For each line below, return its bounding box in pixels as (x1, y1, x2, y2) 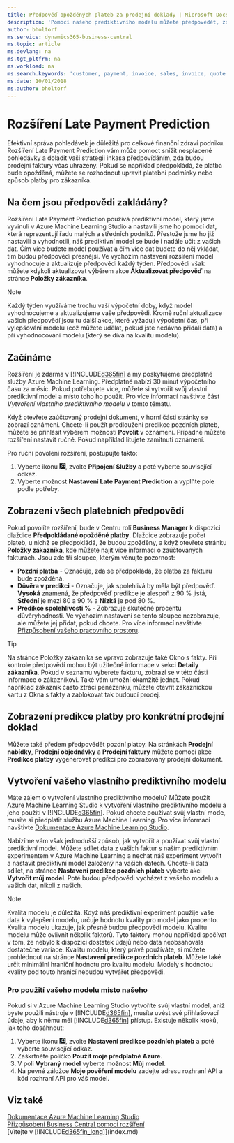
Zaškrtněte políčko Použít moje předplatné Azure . (17, 1051, 162, 1060)
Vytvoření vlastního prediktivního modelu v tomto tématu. (7, 399, 172, 408)
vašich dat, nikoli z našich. (7, 881, 83, 890)
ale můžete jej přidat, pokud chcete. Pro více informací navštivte (17, 618, 202, 627)
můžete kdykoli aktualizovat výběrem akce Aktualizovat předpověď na (7, 267, 212, 275)
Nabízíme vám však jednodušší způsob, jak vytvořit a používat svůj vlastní (7, 837, 221, 845)
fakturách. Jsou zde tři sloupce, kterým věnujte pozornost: (7, 553, 175, 562)
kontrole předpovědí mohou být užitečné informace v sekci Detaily (7, 660, 199, 669)
